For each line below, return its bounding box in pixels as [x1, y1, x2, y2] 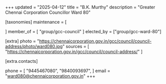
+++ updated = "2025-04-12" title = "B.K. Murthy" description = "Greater [5, 4, 156, 10]
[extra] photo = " [5, 38, 40, 44]
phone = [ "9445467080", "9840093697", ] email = [5, 68, 111, 74]
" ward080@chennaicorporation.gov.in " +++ [5, 73, 96, 79]
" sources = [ [62, 43, 89, 49]
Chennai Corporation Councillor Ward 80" [5, 9, 91, 15]
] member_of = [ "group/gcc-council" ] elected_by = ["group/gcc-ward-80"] [5, 29, 162, 34]
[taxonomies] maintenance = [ [5, 19, 67, 25]
